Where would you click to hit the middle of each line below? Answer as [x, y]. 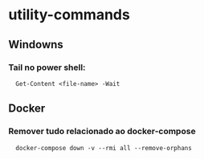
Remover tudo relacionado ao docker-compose [102, 132]
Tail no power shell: [47, 67]
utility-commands [69, 15]
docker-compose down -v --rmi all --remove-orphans [104, 148]
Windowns [36, 45]
